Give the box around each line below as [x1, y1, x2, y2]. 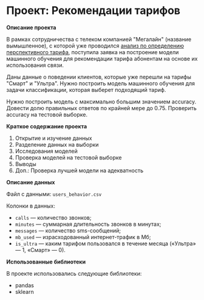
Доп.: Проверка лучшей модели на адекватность [15, 167, 144, 174]
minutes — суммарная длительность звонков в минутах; [15, 220, 161, 228]
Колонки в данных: [6, 202, 56, 209]
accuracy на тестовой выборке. [6, 111, 88, 118]
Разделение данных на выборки [15, 141, 99, 148]
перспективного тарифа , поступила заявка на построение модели [6, 48, 179, 55]
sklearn [15, 288, 35, 295]
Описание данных [6, 178, 55, 186]
